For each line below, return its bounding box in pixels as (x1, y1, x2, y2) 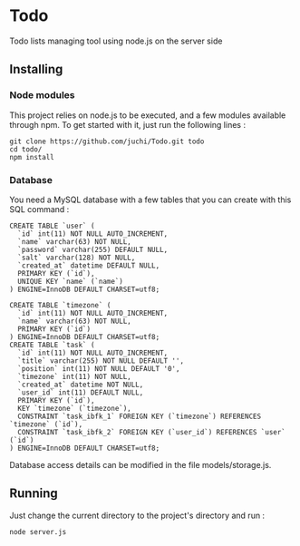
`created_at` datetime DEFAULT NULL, (17, 260, 160, 270)
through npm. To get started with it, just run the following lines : (9, 119, 247, 130)
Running (9, 486, 59, 502)
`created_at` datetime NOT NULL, (17, 380, 144, 389)
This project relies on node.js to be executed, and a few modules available (9, 110, 286, 121)
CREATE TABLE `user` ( (9, 221, 95, 230)
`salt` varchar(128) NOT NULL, (17, 253, 136, 262)
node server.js (9, 527, 67, 536)
